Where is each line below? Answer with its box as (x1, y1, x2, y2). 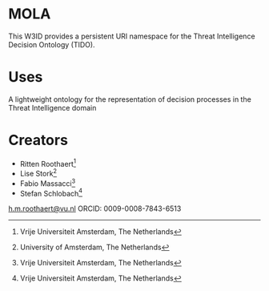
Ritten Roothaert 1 (19, 157, 76, 168)
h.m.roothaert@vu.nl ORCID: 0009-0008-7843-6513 (8, 204, 182, 213)
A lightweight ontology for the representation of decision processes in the (8, 94, 252, 104)
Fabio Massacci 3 (19, 177, 76, 188)
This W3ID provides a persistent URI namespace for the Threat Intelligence (8, 31, 255, 41)
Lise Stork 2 (19, 168, 58, 179)
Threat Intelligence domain (8, 103, 97, 112)
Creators (8, 131, 68, 149)
